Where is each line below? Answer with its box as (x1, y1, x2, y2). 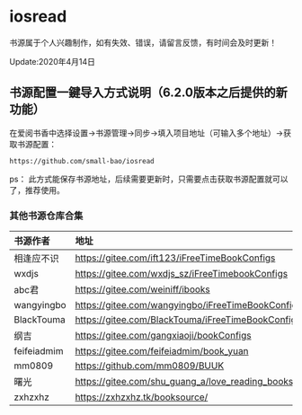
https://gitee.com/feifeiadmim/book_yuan (75, 345, 249, 358)
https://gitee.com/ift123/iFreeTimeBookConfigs (75, 252, 276, 264)
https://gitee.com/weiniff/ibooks (75, 283, 211, 296)
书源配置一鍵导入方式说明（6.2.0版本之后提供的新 (9, 85, 288, 101)
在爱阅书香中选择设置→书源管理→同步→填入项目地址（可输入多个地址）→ (9, 128, 284, 138)
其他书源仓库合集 (9, 209, 84, 222)
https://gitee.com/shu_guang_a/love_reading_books (75, 375, 294, 388)
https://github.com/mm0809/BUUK (75, 359, 225, 372)
